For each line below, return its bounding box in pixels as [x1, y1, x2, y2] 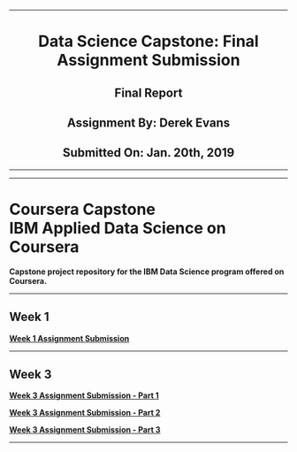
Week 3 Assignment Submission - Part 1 [9, 390, 159, 401]
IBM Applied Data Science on [9, 218, 227, 238]
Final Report [114, 85, 183, 100]
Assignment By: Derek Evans [66, 115, 231, 130]
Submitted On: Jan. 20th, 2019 [62, 145, 235, 160]
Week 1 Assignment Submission [9, 333, 130, 343]
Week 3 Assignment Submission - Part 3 [9, 425, 161, 435]
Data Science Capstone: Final [38, 32, 259, 51]
